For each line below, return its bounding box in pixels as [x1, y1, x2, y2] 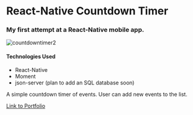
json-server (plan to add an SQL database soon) [14, 79, 135, 86]
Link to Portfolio [6, 102, 46, 109]
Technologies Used [6, 53, 56, 60]
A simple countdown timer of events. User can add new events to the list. [6, 90, 188, 98]
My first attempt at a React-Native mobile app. [6, 26, 144, 34]
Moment [14, 72, 36, 80]
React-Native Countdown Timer [6, 4, 168, 18]
